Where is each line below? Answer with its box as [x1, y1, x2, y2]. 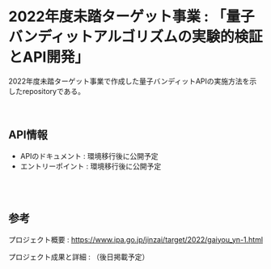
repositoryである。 [22, 86, 86, 96]
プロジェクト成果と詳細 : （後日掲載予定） [8, 252, 150, 262]
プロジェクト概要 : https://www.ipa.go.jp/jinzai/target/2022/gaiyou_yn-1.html [8, 234, 264, 244]
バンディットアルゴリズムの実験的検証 [8, 28, 263, 46]
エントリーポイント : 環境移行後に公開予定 [19, 161, 162, 171]
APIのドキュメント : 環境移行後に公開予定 [19, 151, 159, 160]
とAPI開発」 [8, 48, 89, 66]
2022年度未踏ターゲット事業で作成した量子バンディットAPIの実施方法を [8, 76, 250, 86]
